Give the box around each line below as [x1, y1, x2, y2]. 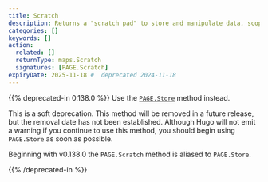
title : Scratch [8, 11, 59, 20]
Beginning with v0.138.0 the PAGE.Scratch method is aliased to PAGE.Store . [8, 149, 251, 159]
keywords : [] [8, 34, 52, 42]
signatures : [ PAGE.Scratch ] [15, 64, 109, 72]
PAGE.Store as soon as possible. [8, 133, 113, 144]
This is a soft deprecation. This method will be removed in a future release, [8, 109, 254, 118]
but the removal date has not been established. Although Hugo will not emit [8, 117, 256, 126]
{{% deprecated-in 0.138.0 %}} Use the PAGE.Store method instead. [8, 93, 231, 102]
